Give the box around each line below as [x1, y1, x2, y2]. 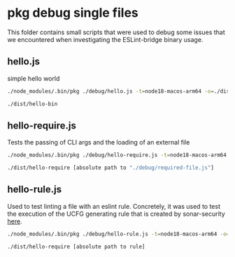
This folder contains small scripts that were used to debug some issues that [7, 28, 225, 36]
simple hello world [7, 74, 60, 82]
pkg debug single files [7, 5, 138, 21]
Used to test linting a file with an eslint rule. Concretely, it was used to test [7, 202, 220, 210]
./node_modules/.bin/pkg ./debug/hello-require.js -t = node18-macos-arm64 [7, 152, 227, 159]
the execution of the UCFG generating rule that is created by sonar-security [7, 210, 225, 218]
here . [7, 216, 22, 225]
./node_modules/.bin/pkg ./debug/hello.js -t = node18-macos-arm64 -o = [7, 87, 215, 95]
